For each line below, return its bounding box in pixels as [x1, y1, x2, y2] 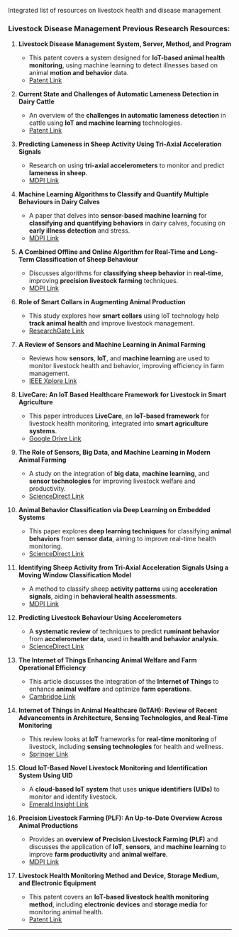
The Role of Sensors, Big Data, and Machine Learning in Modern [18, 448, 211, 457]
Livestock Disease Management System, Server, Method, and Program [18, 40, 232, 48]
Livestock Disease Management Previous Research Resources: [8, 23, 230, 33]
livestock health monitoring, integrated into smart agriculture [28, 419, 209, 428]
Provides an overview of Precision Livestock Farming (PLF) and [28, 835, 218, 843]
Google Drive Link [28, 434, 82, 443]
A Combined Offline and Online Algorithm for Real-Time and [18, 248, 199, 256]
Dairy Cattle [18, 97, 55, 106]
